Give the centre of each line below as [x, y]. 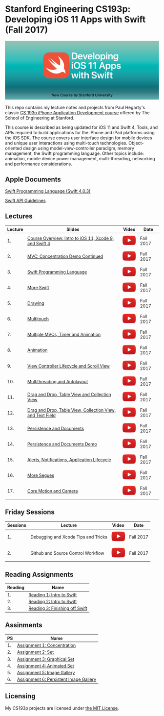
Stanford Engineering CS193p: [68, 9]
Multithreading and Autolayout [58, 381]
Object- [136, 143]
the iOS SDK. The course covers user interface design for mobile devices [79, 138]
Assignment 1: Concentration [46, 645]
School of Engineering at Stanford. [40, 118]
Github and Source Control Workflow [67, 553]
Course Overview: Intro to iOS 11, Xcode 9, [71, 238]
